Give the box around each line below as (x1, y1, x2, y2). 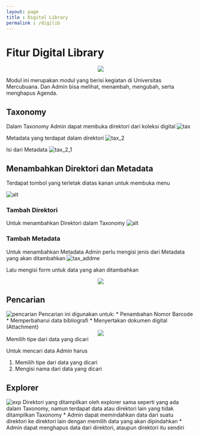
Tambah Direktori (6, 206, 58, 214)
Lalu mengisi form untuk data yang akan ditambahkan (6, 266, 139, 273)
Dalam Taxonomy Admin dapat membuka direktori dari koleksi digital (6, 123, 176, 130)
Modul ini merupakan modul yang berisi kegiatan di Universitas (6, 77, 162, 84)
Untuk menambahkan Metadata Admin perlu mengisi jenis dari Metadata (6, 248, 185, 255)
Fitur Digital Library (6, 46, 104, 59)
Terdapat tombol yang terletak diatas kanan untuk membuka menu (6, 179, 170, 186)
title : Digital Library (6, 14, 68, 20)
